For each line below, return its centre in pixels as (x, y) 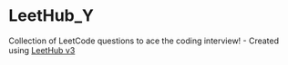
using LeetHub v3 (42, 50)
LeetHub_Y (51, 16)
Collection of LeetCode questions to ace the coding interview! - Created (144, 41)
